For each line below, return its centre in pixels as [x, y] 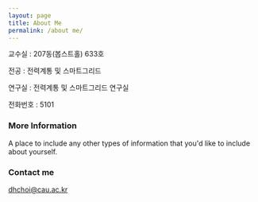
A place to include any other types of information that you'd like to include [129, 143]
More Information [42, 126]
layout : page [30, 16]
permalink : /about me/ [46, 30]
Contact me [31, 172]
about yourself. [33, 151]
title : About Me [35, 23]
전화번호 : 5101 [31, 105]
